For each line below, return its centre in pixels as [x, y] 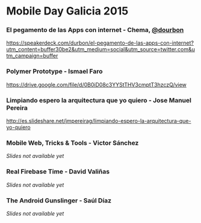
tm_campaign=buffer [32, 56]
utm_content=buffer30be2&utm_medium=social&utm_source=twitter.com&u [101, 49]
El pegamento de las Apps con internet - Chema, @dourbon [95, 30]
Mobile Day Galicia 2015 [67, 11]
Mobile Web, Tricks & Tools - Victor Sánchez [73, 143]
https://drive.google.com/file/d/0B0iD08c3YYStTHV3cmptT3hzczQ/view [96, 84]
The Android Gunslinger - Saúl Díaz [59, 200]
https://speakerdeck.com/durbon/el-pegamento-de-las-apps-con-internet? [100, 43]
